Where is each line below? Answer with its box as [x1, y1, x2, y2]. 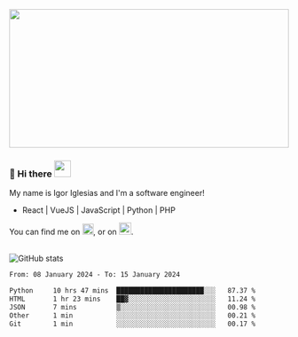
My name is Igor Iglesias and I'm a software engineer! [9, 188, 206, 199]
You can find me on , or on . [9, 226, 134, 238]
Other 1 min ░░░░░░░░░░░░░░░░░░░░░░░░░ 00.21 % [9, 310, 255, 320]
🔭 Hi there [9, 168, 53, 180]
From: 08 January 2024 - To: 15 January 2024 [9, 270, 180, 279]
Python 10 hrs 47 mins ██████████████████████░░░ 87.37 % [9, 286, 255, 295]
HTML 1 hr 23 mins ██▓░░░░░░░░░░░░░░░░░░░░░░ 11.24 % [9, 294, 255, 304]
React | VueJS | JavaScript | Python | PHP [21, 205, 176, 216]
